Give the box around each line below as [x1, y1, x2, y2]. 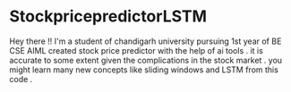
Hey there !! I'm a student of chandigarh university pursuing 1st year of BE [9, 36, 282, 46]
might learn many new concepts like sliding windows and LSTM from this [9, 64, 279, 75]
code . [9, 73, 33, 84]
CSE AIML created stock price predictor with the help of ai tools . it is [9, 45, 264, 55]
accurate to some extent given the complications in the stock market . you [9, 54, 283, 65]
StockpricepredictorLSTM [9, 6, 208, 27]
